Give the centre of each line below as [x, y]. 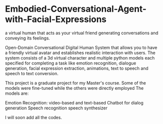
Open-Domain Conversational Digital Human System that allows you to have [81, 47]
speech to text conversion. [32, 73]
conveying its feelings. [27, 38]
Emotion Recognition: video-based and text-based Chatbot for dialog [74, 103]
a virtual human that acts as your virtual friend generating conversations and [82, 33]
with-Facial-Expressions [56, 19]
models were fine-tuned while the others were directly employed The [74, 88]
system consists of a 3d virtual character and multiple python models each [80, 58]
